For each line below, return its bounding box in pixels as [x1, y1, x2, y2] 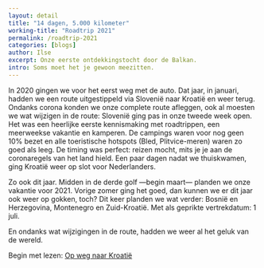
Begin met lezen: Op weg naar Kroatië [8, 250, 133, 260]
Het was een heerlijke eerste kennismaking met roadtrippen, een [8, 119, 220, 128]
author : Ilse [8, 49, 52, 57]
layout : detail [8, 11, 59, 20]
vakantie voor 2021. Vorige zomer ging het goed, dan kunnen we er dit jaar [8, 185, 253, 195]
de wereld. [8, 235, 44, 244]
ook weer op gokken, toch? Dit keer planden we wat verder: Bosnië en [8, 194, 239, 203]
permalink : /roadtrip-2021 [8, 33, 98, 42]
